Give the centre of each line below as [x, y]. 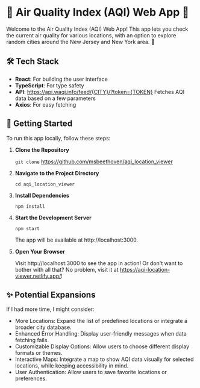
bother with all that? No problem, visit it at [67, 269]
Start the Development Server [53, 217]
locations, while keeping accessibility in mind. [72, 366]
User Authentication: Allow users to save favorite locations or [91, 372]
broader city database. [43, 327]
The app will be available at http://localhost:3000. [77, 240]
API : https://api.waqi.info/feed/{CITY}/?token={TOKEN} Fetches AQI [100, 92]
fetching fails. [32, 340]
